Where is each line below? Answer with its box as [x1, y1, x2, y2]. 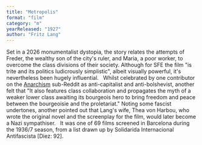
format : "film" [6, 15, 45, 21]
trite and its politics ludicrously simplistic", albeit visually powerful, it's [6, 68, 181, 75]
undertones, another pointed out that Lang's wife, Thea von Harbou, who [6, 107, 190, 114]
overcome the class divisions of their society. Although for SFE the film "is [6, 62, 192, 69]
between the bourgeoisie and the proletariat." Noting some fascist [6, 100, 172, 107]
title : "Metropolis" [6, 9, 59, 15]
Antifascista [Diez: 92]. [6, 132, 64, 140]
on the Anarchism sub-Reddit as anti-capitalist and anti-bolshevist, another [6, 80, 195, 88]
